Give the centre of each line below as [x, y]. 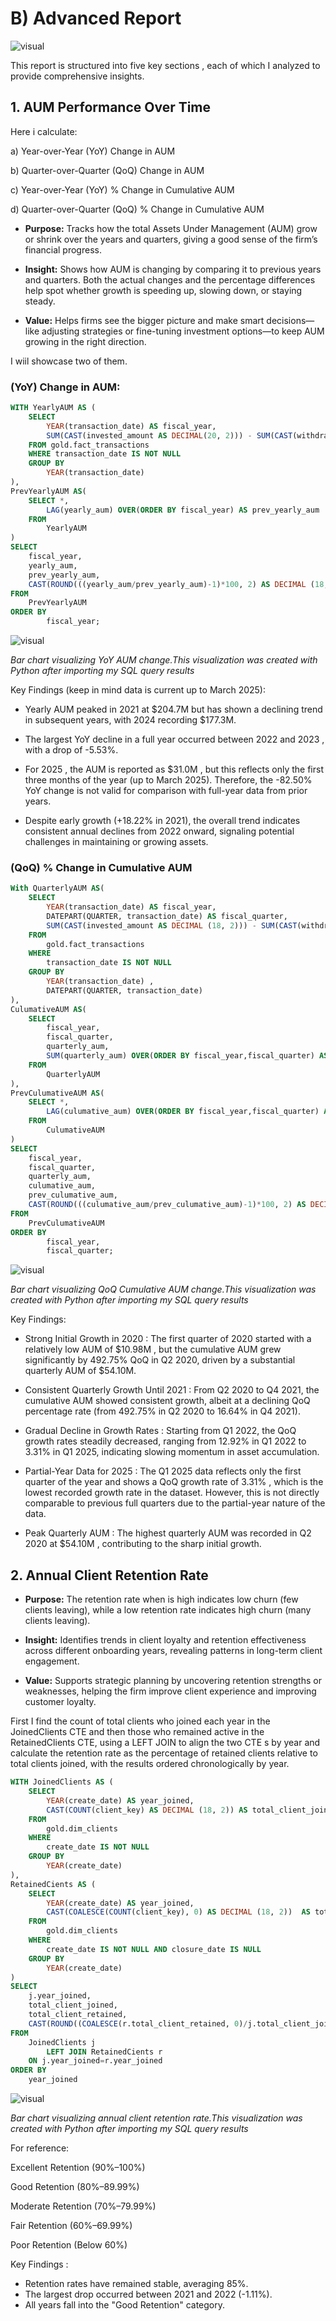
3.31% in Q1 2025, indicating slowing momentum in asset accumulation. [172, 1452]
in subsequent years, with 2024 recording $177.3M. [130, 720]
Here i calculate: [44, 131]
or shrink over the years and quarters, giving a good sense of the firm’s [171, 239]
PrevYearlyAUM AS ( [48, 491]
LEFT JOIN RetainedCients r [104, 2052]
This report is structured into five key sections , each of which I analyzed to [165, 65]
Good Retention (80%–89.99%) [75, 2187]
